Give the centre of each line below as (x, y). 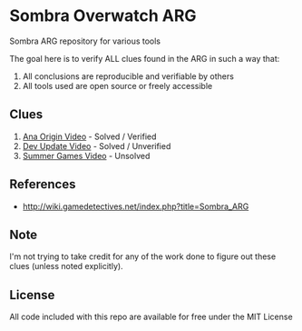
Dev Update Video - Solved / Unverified (97, 145)
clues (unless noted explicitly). (67, 266)
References (43, 184)
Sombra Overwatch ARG (103, 16)
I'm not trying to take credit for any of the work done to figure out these (143, 256)
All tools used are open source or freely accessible (117, 85)
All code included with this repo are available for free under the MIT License (151, 317)
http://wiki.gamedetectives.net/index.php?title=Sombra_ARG (136, 206)
